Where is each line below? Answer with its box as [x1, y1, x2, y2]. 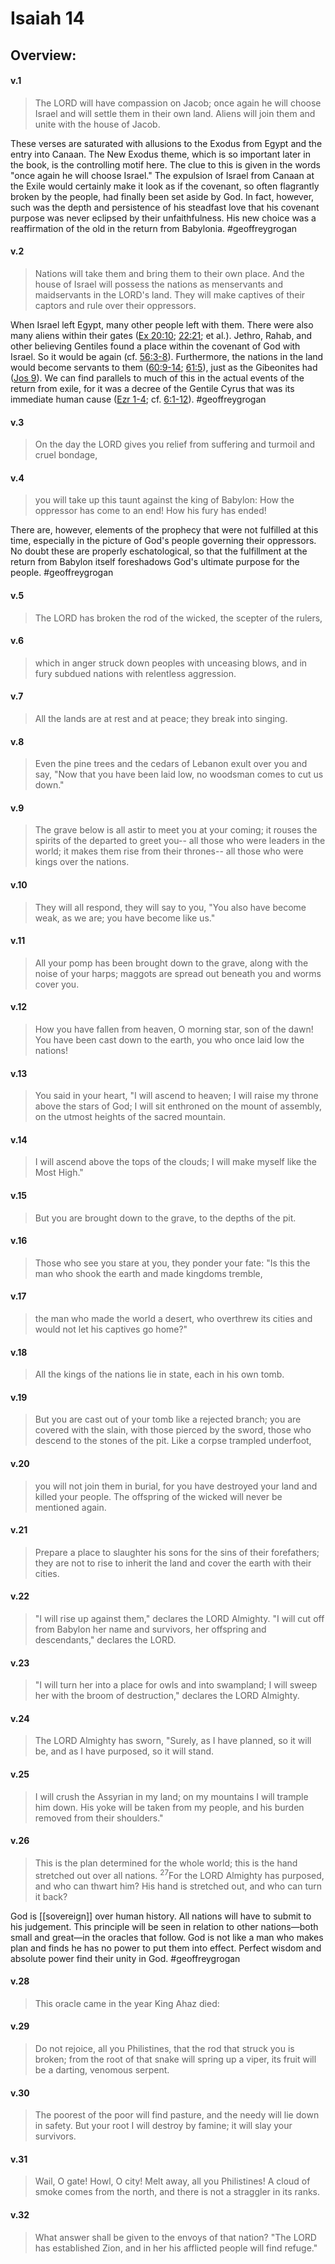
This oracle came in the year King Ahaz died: [34, 1997, 220, 2009]
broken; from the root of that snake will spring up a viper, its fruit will [34, 2053, 317, 2065]
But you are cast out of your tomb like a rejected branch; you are [34, 1413, 302, 1426]
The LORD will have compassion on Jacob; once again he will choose [34, 97, 322, 109]
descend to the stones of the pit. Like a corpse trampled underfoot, [34, 1435, 312, 1447]
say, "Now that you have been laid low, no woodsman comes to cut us [34, 768, 324, 781]
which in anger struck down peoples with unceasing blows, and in [34, 657, 308, 669]
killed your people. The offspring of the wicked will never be [34, 1490, 283, 1502]
